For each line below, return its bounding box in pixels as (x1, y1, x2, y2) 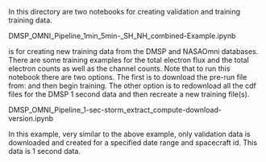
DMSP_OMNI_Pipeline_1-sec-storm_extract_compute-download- (8, 105, 222, 114)
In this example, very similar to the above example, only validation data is (8, 129, 251, 139)
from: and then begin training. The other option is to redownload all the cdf (8, 81, 256, 90)
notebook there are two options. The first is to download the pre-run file (8, 73, 247, 81)
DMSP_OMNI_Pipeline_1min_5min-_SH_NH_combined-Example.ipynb (8, 31, 236, 40)
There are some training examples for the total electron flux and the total (8, 56, 250, 64)
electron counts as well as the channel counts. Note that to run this (8, 64, 231, 73)
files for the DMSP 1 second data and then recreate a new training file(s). (8, 89, 250, 99)
